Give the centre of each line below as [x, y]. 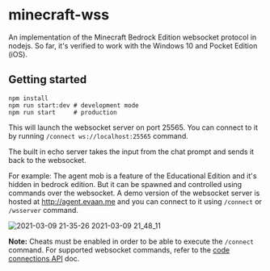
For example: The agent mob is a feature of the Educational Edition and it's [133, 176]
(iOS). [18, 54]
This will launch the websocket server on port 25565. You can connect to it [133, 127]
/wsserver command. [44, 210]
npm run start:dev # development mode [74, 105]
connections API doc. [44, 258]
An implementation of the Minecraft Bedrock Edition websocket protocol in [133, 37]
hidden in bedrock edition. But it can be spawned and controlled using [125, 184]
